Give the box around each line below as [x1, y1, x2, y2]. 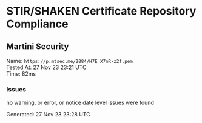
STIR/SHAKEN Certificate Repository [6, 4, 197, 18]
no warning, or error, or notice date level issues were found [6, 99, 155, 107]
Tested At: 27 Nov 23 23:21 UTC [6, 64, 87, 71]
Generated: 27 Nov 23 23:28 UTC [6, 111, 90, 118]
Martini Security [6, 41, 69, 52]
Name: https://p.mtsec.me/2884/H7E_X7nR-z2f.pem [6, 58, 133, 64]
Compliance [6, 17, 69, 31]
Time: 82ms [6, 70, 36, 77]
